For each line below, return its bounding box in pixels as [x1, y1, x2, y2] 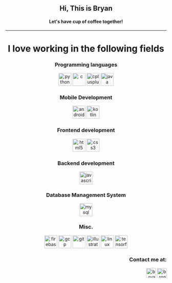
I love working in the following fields [7, 43, 165, 54]
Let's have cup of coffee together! [49, 18, 123, 25]
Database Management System [46, 191, 126, 198]
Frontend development [57, 127, 115, 134]
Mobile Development [59, 94, 113, 101]
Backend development [57, 159, 115, 166]
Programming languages [54, 61, 118, 68]
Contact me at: [129, 256, 167, 263]
